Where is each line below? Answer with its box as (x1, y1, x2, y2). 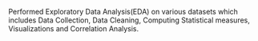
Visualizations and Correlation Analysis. (8, 24, 139, 33)
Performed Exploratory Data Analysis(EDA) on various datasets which (8, 7, 239, 16)
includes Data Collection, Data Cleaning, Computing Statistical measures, (8, 15, 251, 25)
